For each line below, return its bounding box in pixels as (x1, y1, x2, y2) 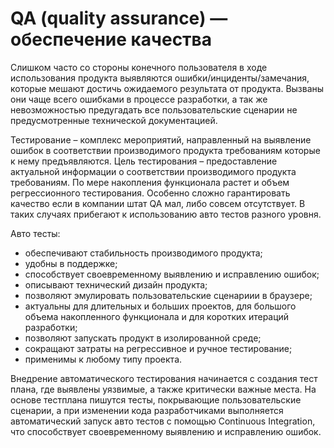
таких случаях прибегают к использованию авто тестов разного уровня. (10, 208, 322, 220)
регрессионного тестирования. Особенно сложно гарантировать (10, 187, 291, 199)
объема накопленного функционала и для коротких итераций (24, 310, 290, 322)
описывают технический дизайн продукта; (24, 278, 208, 291)
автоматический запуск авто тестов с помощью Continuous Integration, (10, 415, 316, 427)
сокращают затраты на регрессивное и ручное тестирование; (24, 342, 293, 354)
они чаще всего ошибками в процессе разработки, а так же (10, 93, 268, 105)
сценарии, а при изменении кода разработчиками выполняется (10, 404, 284, 416)
